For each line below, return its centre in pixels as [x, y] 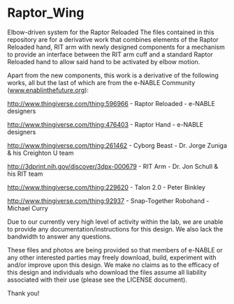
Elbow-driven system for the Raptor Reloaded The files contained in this [111, 32]
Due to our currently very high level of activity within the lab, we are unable [115, 222]
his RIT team [25, 174]
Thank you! [23, 293]
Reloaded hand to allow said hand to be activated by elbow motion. [104, 61]
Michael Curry [28, 208]
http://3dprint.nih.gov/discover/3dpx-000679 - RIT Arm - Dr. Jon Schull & [113, 166]
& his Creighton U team [41, 153]
